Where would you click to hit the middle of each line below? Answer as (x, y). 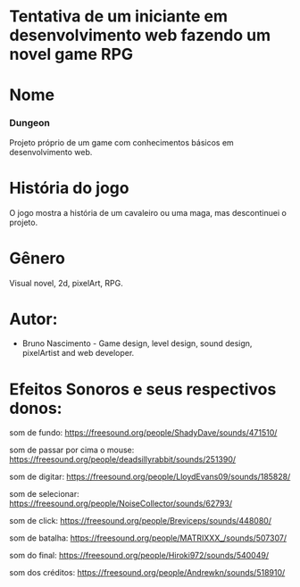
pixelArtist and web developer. (78, 353)
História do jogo (69, 188)
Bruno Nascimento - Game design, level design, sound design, (137, 343)
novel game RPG (71, 54)
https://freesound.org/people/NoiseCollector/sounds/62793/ (121, 504)
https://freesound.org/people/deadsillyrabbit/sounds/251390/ (123, 459)
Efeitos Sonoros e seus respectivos (143, 389)
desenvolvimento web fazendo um (140, 35)
